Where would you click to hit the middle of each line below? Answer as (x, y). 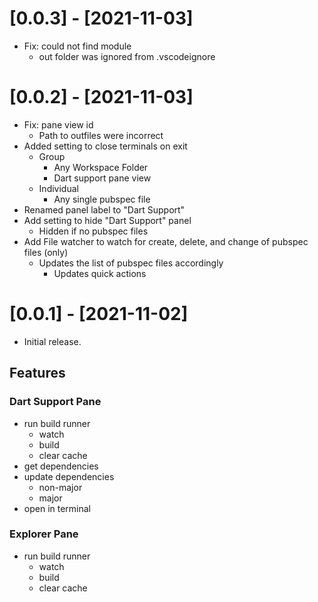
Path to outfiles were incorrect (101, 135)
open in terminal (57, 508)
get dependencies (61, 466)
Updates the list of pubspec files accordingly (131, 263)
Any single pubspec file (102, 199)
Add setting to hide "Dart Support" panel (107, 220)
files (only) (46, 252)
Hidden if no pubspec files (93, 231)
